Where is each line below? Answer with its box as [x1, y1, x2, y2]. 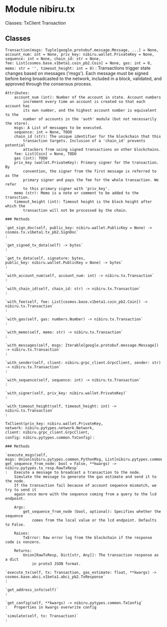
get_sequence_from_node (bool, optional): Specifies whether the [23, 509, 162, 514]
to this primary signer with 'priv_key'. [23, 186, 110, 191]
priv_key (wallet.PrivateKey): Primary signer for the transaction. [14, 160, 159, 165]
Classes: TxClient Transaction [5, 20, 66, 26]
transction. [5, 195, 30, 200]
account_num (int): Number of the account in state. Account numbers [14, 94, 162, 100]
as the [5, 173, 19, 178]
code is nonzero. [5, 539, 41, 544]
